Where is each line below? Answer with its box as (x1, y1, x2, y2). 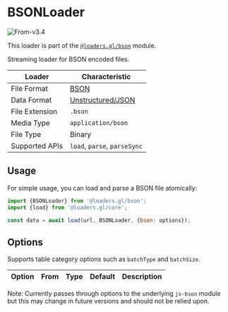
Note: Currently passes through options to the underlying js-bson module (7, 289, 221, 298)
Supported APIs (11, 140, 64, 150)
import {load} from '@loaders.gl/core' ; (7, 204, 128, 211)
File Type (11, 129, 42, 139)
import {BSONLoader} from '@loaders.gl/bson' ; (7, 197, 147, 205)
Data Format (11, 95, 52, 104)
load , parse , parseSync (69, 140, 143, 150)
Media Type (11, 118, 51, 128)
